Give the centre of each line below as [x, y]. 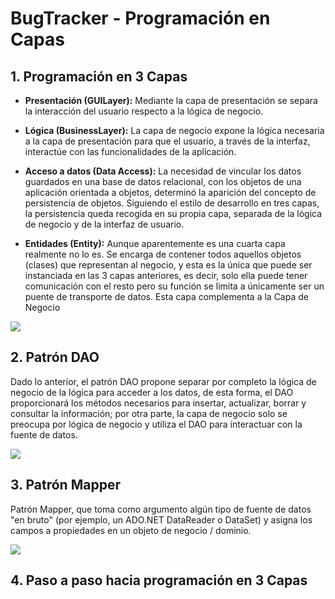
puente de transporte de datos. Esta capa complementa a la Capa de [166, 296]
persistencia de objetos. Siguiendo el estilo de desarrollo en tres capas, [172, 203]
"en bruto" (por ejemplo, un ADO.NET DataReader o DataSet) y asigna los [161, 519]
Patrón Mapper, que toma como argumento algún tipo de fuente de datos [161, 509]
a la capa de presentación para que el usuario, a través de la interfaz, [167, 141]
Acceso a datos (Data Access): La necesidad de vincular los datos [163, 171]
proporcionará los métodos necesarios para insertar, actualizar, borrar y [158, 403]
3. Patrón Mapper [65, 485]
